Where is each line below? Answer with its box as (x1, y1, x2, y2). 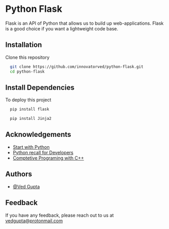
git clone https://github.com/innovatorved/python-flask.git (10, 64, 144, 69)
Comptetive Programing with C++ (12, 155, 84, 161)
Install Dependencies (5, 83, 74, 92)
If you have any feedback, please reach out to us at (5, 212, 114, 218)
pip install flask (10, 107, 50, 112)
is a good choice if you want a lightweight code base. (5, 25, 118, 31)
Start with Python (12, 144, 50, 150)
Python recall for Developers (12, 149, 73, 155)
